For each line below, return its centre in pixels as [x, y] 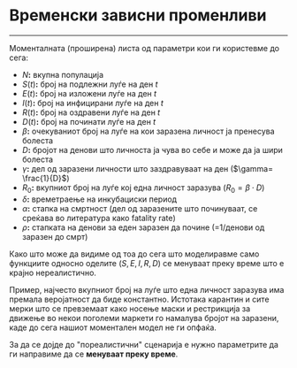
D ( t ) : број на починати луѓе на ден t [89, 121]
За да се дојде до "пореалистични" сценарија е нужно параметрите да [144, 344]
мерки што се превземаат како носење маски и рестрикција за [130, 308]
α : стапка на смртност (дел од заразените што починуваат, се [140, 208]
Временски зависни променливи [138, 15]
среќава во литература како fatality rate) [99, 218]
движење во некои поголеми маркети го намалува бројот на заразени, [144, 318]
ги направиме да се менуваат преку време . [94, 354]
